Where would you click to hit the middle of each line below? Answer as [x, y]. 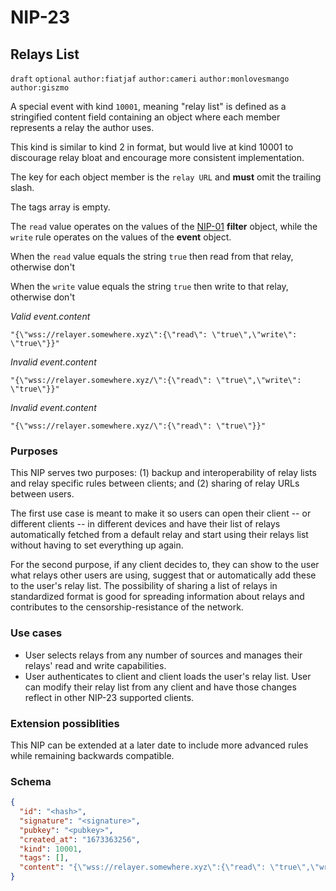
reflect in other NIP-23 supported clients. [109, 697]
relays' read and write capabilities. [95, 665]
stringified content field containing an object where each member [145, 117]
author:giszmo [40, 88]
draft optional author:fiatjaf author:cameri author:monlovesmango [150, 79]
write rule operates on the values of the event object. [121, 237]
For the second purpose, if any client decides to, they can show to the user [165, 565]
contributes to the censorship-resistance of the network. [127, 607]
